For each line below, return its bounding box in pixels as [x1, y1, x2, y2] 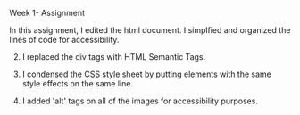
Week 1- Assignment [9, 8, 86, 18]
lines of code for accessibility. [9, 35, 120, 45]
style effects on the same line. [21, 78, 134, 88]
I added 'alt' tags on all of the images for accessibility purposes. [21, 95, 259, 106]
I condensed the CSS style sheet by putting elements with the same [21, 69, 272, 79]
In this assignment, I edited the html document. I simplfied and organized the [9, 25, 291, 35]
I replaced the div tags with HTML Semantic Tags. [21, 52, 206, 62]
